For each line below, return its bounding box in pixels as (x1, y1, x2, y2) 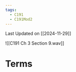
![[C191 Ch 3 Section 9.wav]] (5, 40, 64, 46)
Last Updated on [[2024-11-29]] (5, 31, 71, 37)
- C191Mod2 (10, 17, 33, 22)
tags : (5, 7, 17, 13)
